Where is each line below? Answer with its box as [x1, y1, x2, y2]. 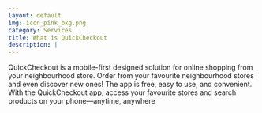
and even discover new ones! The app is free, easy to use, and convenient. [8, 80, 253, 89]
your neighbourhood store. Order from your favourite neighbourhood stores [8, 71, 254, 81]
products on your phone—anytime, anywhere [8, 96, 155, 106]
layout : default [8, 11, 62, 20]
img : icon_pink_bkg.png [8, 19, 87, 27]
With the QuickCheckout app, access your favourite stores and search [8, 88, 237, 97]
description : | [8, 41, 58, 49]
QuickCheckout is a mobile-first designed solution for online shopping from [8, 62, 253, 72]
